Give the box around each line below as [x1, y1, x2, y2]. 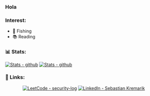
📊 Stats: [5, 48, 26, 55]
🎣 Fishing [12, 28, 32, 34]
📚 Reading [12, 34, 36, 40]
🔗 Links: [5, 74, 25, 81]
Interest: [5, 16, 26, 23]
